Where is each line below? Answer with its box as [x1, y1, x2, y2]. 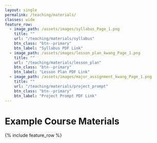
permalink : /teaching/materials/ [5, 12, 76, 17]
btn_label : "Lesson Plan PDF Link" [14, 70, 90, 75]
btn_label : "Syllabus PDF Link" [14, 46, 83, 51]
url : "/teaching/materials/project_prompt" [14, 84, 109, 89]
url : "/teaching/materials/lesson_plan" [14, 60, 102, 65]
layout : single [5, 7, 37, 13]
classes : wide [5, 17, 35, 22]
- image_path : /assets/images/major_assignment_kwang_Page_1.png [9, 74, 152, 79]
